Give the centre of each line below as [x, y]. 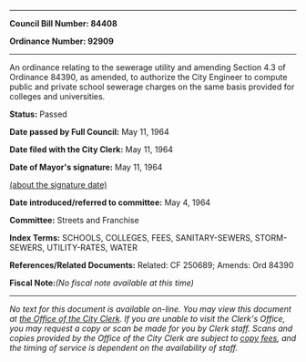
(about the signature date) [58, 185]
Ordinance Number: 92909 [61, 41]
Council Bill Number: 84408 [64, 23]
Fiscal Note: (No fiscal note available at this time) [102, 283]
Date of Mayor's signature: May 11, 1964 [86, 167]
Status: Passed [39, 114]
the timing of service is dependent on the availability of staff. [124, 348]
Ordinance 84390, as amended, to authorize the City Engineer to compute [148, 77]
